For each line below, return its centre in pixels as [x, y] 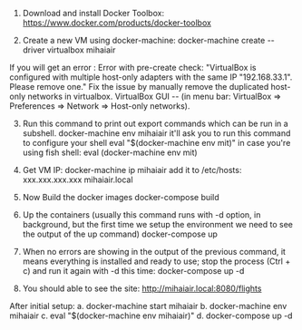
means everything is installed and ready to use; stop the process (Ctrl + [156, 261]
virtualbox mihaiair [81, 50]
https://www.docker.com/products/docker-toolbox [117, 23]
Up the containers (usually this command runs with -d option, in [141, 215]
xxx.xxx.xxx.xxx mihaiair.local [78, 180]
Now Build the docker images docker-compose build [121, 197]
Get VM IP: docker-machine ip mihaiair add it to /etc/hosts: [132, 170]
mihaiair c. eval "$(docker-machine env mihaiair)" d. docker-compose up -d [151, 315]
